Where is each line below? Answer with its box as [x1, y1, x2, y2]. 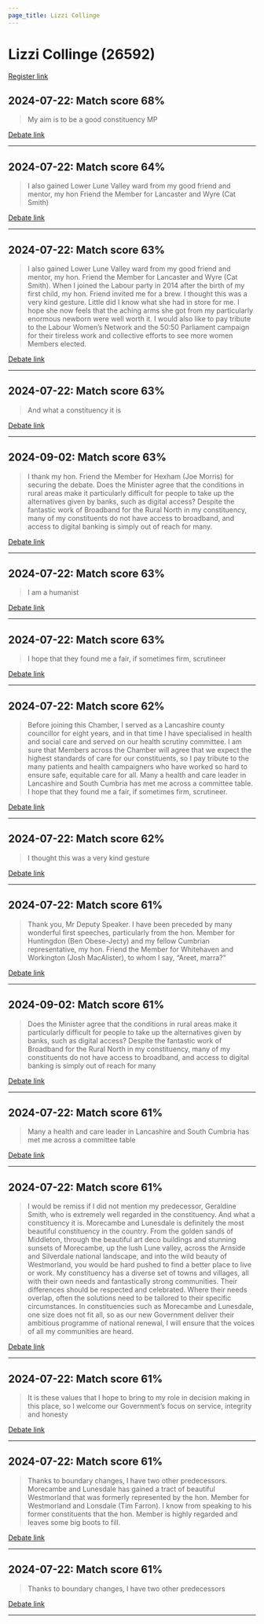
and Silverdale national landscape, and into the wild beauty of [27, 1252, 228, 1261]
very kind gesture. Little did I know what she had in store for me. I [27, 298, 240, 306]
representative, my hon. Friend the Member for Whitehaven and [27, 944, 234, 954]
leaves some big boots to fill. [27, 1517, 121, 1527]
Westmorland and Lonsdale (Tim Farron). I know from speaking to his [27, 1501, 252, 1510]
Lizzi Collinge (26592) [8, 45, 156, 63]
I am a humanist [27, 588, 79, 597]
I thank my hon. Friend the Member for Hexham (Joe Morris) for [27, 471, 234, 481]
